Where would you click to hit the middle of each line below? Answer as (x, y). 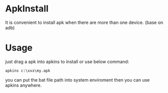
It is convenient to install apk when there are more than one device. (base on (84, 22)
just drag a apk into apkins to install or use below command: (67, 61)
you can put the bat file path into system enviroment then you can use (77, 80)
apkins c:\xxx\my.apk (28, 71)
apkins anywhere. (24, 85)
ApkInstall (27, 9)
